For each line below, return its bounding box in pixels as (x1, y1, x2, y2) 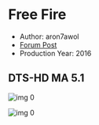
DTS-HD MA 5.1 (8, 71, 85, 85)
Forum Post (19, 40, 57, 49)
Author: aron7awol (19, 32, 79, 41)
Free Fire (8, 6, 67, 24)
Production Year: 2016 (19, 48, 92, 58)
